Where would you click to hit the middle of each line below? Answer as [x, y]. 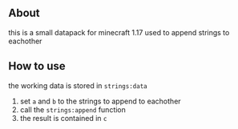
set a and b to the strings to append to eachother [101, 101]
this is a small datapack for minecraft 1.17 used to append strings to [119, 32]
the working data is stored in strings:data [78, 85]
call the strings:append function [73, 109]
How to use [37, 66]
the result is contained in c [63, 118]
